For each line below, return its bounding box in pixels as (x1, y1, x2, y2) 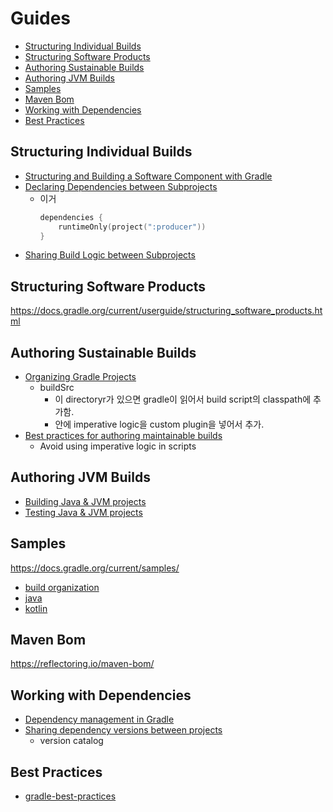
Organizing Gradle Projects (24, 371, 137, 382)
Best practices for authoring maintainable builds (24, 430, 223, 441)
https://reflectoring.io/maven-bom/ (10, 658, 155, 670)
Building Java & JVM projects (24, 495, 147, 507)
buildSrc (39, 382, 75, 393)
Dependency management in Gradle (24, 713, 175, 726)
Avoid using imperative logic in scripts (39, 440, 197, 452)
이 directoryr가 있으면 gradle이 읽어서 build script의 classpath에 (54, 393, 312, 405)
